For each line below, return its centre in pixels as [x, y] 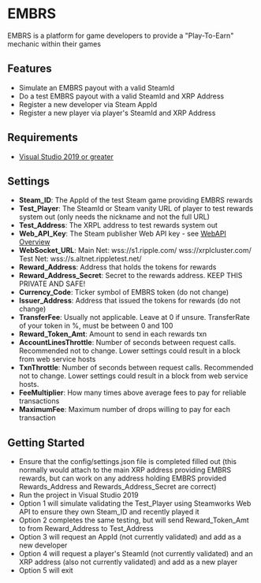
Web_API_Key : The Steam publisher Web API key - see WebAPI [122, 234]
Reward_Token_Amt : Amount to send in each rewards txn [113, 334]
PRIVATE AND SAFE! [52, 284]
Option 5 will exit [46, 570]
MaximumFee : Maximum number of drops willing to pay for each [124, 410]
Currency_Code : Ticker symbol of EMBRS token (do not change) [124, 292]
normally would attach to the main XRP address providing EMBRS [125, 470]
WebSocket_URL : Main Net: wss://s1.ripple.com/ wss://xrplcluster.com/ [135, 251]
